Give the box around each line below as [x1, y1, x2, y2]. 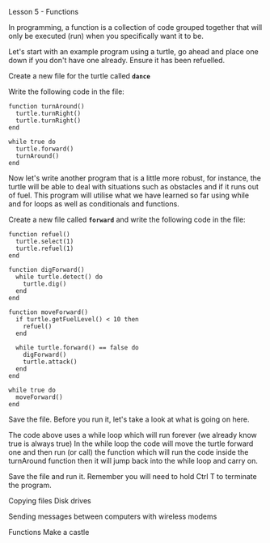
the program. [8, 481, 52, 490]
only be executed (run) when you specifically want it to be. [8, 32, 204, 40]
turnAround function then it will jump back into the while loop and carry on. [8, 456, 259, 465]
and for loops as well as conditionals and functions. [8, 199, 179, 209]
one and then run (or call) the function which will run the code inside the [8, 448, 249, 456]
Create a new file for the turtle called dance [8, 71, 151, 80]
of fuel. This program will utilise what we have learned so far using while [8, 190, 249, 200]
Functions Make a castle [8, 528, 90, 537]
